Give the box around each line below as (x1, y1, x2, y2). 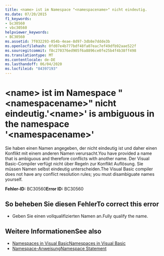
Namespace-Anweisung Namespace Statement (12, 245, 107, 251)
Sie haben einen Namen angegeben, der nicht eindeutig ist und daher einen (5, 145, 157, 151)
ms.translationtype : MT (5, 52, 54, 58)
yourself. (5, 176, 23, 182)
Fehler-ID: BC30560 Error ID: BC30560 (5, 186, 84, 191)
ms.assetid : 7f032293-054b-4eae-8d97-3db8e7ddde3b (5, 39, 110, 44)
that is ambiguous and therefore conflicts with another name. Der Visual (5, 155, 150, 162)
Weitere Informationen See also (5, 227, 102, 235)
